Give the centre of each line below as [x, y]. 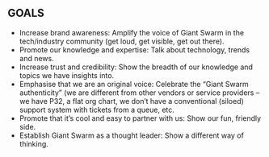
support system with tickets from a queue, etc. [97, 109]
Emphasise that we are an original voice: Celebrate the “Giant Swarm [134, 84]
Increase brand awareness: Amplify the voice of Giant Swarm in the [131, 32]
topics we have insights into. [67, 75]
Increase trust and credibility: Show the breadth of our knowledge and [136, 67]
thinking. [34, 143]
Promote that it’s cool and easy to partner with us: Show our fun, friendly [140, 118]
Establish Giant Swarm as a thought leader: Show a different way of [131, 135]
